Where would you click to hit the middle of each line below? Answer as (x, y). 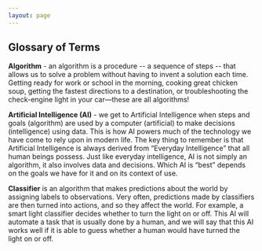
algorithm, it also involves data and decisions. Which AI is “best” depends (127, 165)
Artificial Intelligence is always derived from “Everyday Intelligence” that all (129, 148)
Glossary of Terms (54, 48)
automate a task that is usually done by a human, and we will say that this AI (131, 222)
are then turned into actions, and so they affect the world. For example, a (126, 205)
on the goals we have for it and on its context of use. (93, 173)
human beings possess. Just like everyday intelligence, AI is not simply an (127, 157)
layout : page (29, 15)
